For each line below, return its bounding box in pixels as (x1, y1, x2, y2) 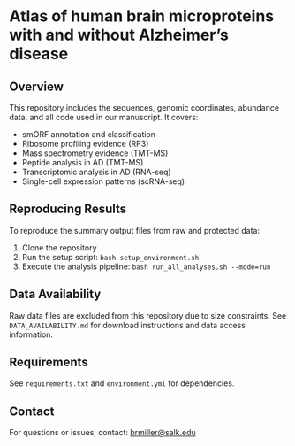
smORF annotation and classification (21, 129, 156, 139)
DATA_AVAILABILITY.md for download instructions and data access (9, 319, 246, 330)
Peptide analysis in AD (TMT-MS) (21, 158, 144, 167)
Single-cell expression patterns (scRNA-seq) (21, 176, 185, 187)
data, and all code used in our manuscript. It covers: (9, 112, 199, 122)
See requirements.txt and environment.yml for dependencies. (9, 378, 235, 388)
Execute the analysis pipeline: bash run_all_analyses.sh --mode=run (21, 261, 271, 272)
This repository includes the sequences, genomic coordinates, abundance (9, 103, 280, 112)
